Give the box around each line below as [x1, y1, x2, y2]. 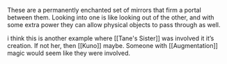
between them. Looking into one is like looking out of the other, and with [7, 13, 214, 22]
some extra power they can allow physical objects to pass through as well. [7, 21, 221, 29]
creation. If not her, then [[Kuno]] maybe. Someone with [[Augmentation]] [7, 42, 218, 49]
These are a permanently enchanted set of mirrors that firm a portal [7, 6, 202, 14]
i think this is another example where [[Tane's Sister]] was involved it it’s [7, 34, 214, 42]
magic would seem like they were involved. [7, 49, 131, 57]
